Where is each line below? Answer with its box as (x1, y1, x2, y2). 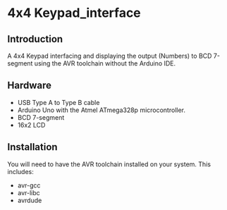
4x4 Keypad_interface (7, 5, 141, 21)
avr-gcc (17, 181, 41, 190)
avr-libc (17, 188, 40, 197)
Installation (7, 141, 58, 153)
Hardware (7, 80, 51, 92)
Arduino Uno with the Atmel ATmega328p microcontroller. (17, 106, 185, 114)
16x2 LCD (17, 121, 46, 129)
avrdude (17, 196, 42, 204)
